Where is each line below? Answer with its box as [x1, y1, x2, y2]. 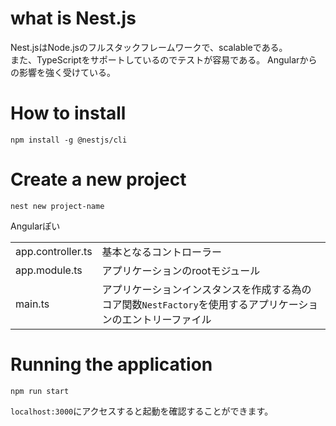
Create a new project [10, 168, 187, 191]
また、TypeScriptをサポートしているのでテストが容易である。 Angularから [10, 53, 318, 66]
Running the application [10, 353, 213, 376]
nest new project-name [10, 201, 105, 211]
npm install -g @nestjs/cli [10, 135, 128, 145]
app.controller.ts [15, 244, 93, 258]
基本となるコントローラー [101, 245, 223, 259]
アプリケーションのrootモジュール [101, 263, 261, 277]
